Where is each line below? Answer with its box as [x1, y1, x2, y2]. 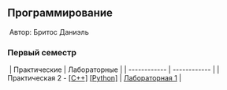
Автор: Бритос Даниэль [9, 27, 89, 36]
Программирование [7, 6, 113, 20]
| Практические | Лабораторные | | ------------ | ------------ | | [9, 65, 220, 74]
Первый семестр [7, 47, 76, 58]
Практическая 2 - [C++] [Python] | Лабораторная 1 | [7, 73, 182, 83]
